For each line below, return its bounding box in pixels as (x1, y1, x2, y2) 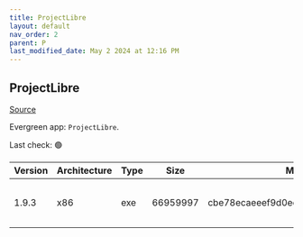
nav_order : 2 (9, 30, 59, 39)
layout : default (9, 22, 70, 31)
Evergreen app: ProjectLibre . (9, 121, 120, 132)
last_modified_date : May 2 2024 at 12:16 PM (9, 47, 179, 56)
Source (9, 104, 36, 114)
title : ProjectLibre (9, 13, 87, 23)
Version (14, 164, 49, 177)
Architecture (57, 164, 113, 177)
